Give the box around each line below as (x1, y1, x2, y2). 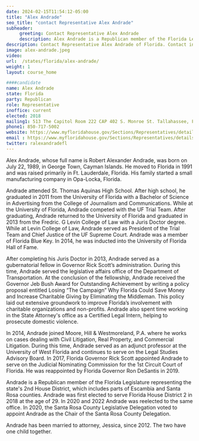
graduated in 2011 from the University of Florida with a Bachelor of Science (6, 193, 190, 200)
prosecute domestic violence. (6, 318, 79, 325)
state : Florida (6, 91, 44, 97)
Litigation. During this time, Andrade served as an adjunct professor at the (6, 342, 187, 349)
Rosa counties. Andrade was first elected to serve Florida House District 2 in (6, 391, 192, 398)
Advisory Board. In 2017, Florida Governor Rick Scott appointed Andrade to (6, 355, 188, 362)
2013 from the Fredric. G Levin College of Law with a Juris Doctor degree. (6, 218, 187, 226)
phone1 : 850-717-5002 (6, 124, 60, 130)
